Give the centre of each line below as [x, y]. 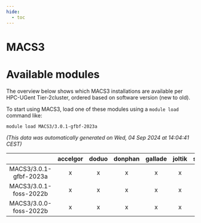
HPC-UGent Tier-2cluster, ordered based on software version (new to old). [98, 97]
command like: [24, 115]
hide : [13, 12]
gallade [156, 158]
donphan [127, 158]
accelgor [71, 158]
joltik [180, 158]
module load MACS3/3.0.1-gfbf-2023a [52, 126]
